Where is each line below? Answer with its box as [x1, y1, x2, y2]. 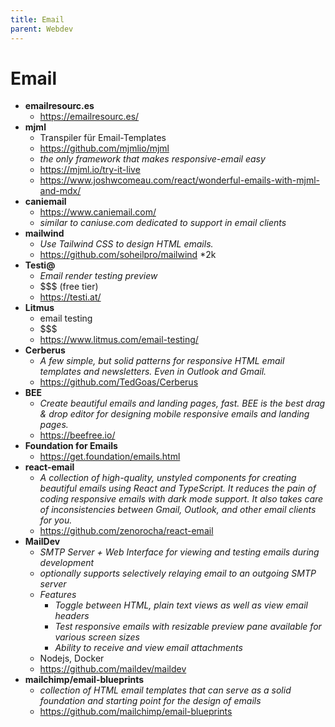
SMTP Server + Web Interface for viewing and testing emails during [39, 546, 320, 558]
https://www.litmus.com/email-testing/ [39, 334, 199, 346]
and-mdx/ [39, 185, 82, 197]
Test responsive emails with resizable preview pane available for [54, 621, 322, 633]
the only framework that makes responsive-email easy [39, 153, 266, 165]
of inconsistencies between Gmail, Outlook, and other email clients [39, 504, 317, 516]
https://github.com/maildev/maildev [39, 663, 187, 675]
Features [39, 589, 77, 601]
